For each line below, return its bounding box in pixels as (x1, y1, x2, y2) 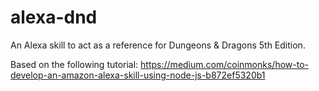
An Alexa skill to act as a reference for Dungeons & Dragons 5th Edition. (10, 39, 306, 51)
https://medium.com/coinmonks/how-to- (140, 58, 309, 70)
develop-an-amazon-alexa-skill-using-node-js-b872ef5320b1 (10, 69, 266, 81)
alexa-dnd (10, 6, 98, 29)
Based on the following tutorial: (10, 58, 139, 70)
